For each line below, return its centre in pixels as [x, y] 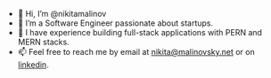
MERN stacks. [43, 42]
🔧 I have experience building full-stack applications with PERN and [140, 32]
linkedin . [33, 65]
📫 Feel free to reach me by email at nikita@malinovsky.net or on [136, 52]
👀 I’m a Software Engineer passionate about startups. [115, 23]
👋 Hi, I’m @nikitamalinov [62, 14]
